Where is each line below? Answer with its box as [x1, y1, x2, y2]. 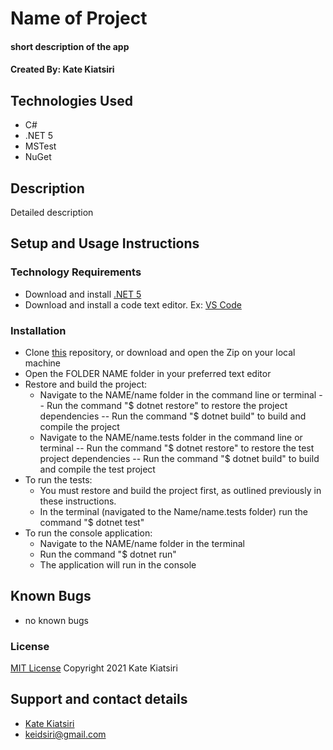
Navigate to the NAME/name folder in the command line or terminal [39, 388, 317, 401]
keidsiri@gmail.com [24, 728, 107, 740]
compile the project [39, 420, 120, 432]
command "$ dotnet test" [39, 516, 145, 528]
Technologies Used [10, 92, 133, 109]
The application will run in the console [39, 558, 197, 571]
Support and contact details [10, 691, 188, 708]
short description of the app [10, 40, 130, 52]
